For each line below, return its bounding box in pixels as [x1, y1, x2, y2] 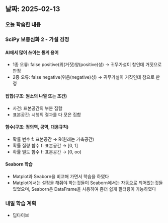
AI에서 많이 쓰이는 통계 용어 [5, 49, 59, 55]
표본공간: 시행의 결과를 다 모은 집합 [12, 111, 81, 118]
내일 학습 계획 [5, 200, 37, 207]
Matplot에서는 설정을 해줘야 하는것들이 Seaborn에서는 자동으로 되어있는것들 [12, 180, 163, 186]
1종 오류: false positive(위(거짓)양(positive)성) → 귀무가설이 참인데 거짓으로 [12, 62, 162, 68]
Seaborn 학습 [5, 161, 33, 168]
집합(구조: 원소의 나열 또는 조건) [5, 93, 67, 99]
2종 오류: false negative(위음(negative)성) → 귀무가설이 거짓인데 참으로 [12, 74, 155, 80]
